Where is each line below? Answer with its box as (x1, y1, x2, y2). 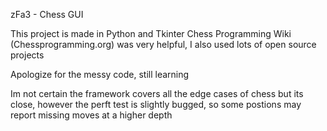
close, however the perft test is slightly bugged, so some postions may (10, 99, 302, 110)
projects (10, 49, 45, 61)
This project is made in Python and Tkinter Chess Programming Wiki (10, 28, 292, 39)
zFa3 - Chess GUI (10, 9, 84, 20)
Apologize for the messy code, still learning (10, 69, 190, 80)
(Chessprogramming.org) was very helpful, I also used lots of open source (10, 39, 317, 50)
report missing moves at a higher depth (10, 109, 173, 121)
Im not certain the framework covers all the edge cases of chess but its (10, 88, 304, 99)
